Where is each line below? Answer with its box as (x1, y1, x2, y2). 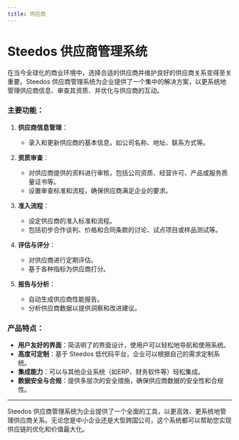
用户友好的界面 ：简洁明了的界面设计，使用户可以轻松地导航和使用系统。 (17, 341, 230, 350)
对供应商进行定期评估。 (28, 256, 97, 264)
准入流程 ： (17, 201, 50, 210)
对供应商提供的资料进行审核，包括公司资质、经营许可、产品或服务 (28, 168, 222, 177)
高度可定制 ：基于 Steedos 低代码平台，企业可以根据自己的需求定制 (17, 350, 214, 358)
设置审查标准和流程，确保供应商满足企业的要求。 (28, 186, 172, 194)
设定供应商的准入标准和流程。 (28, 216, 116, 225)
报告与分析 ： (17, 279, 55, 288)
